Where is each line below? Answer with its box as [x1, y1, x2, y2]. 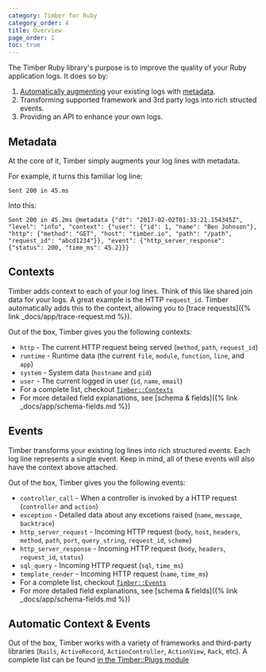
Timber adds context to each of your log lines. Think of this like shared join [8, 286, 253, 296]
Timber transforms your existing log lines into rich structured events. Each [8, 445, 251, 455]
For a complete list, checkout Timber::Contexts [19, 384, 174, 394]
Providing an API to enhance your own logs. [19, 112, 164, 121]
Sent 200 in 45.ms [8, 186, 69, 194]
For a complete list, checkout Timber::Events [19, 577, 167, 587]
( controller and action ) [19, 501, 99, 511]
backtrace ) [19, 518, 56, 528]
